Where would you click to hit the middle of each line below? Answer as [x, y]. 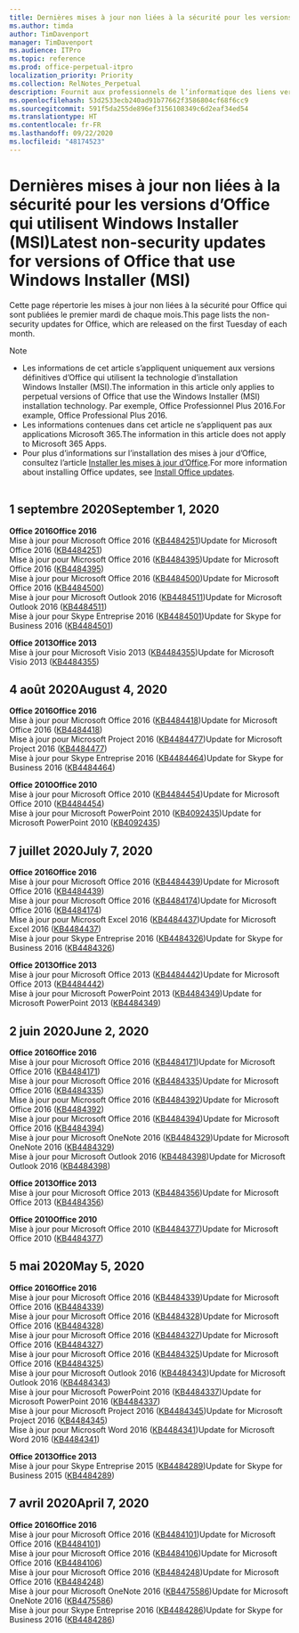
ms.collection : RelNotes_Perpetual [75, 84]
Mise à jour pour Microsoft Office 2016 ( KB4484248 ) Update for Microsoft [144, 1572]
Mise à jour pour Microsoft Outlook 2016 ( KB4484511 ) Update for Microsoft [145, 597]
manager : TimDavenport [51, 42]
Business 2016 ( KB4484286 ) [62, 1619]
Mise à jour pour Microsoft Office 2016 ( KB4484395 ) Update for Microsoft [144, 559]
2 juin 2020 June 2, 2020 [79, 1031]
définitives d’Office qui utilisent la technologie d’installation [130, 377]
